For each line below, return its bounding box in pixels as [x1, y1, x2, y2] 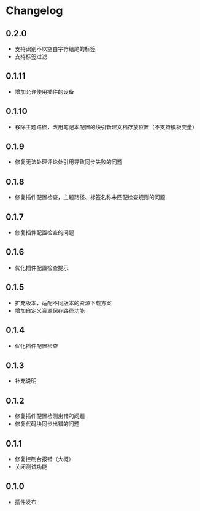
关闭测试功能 [14, 463, 47, 470]
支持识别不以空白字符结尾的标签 [14, 45, 96, 52]
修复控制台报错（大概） [14, 455, 74, 463]
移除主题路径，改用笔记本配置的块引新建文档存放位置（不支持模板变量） [14, 123, 198, 131]
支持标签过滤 [14, 53, 47, 60]
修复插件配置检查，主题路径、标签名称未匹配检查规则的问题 [14, 194, 166, 201]
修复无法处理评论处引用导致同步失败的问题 [14, 158, 123, 166]
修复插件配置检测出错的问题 [14, 412, 85, 420]
